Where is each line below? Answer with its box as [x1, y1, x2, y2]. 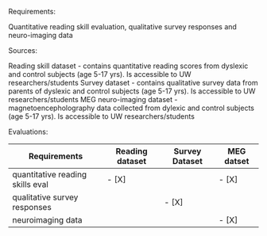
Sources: [8, 46, 38, 55]
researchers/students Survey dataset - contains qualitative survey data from [8, 78, 258, 87]
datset [224, 156, 250, 166]
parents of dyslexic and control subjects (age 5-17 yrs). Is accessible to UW [8, 86, 256, 96]
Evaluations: [8, 127, 48, 136]
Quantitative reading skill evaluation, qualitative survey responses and [8, 22, 237, 31]
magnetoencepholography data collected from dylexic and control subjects [8, 103, 254, 112]
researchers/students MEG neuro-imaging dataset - [8, 95, 178, 104]
